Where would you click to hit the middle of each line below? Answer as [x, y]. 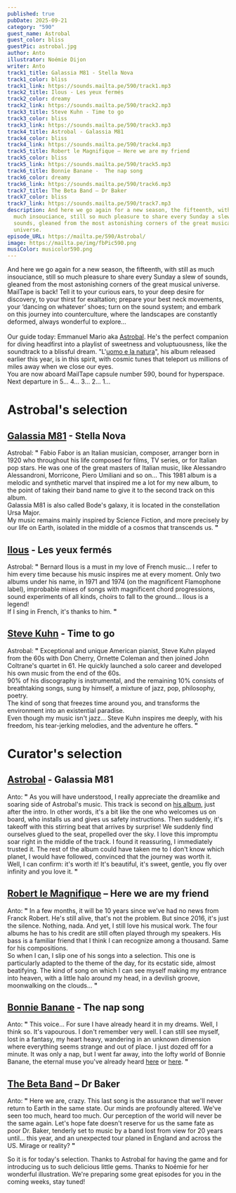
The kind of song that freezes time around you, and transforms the [104, 703]
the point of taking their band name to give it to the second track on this [111, 491]
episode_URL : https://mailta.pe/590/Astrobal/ [77, 236]
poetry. [18, 695]
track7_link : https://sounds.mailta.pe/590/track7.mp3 [89, 204]
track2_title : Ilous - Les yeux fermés [66, 92]
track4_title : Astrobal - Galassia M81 [66, 132]
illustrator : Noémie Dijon [47, 60]
